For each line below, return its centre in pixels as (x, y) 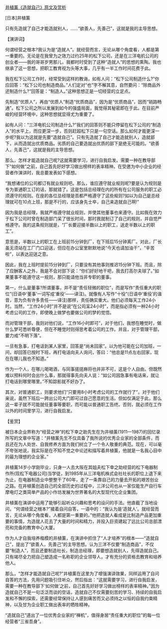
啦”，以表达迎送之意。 (28, 254)
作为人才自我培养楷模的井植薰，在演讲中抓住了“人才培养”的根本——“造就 (80, 538)
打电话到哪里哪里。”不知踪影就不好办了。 (46, 381)
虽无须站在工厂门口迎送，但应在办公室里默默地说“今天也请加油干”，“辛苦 (80, 248)
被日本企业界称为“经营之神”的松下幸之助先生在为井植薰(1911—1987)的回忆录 (83, 432)
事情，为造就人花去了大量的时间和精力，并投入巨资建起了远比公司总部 (85, 521)
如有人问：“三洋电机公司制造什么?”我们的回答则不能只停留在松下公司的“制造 (83, 125)
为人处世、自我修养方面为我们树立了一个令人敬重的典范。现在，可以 (88, 444)
